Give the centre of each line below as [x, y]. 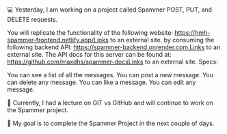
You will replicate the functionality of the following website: [90, 32]
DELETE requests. [32, 19]
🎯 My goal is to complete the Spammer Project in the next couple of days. [111, 123]
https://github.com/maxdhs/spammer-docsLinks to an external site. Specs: [113, 62]
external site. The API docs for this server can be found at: [90, 54]
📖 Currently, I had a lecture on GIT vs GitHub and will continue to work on [110, 103]
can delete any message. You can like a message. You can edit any [102, 82]
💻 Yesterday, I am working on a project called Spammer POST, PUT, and [110, 10]
